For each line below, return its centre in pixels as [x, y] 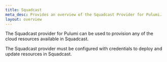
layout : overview [24, 19]
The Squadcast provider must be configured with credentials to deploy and [84, 49]
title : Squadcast [24, 10]
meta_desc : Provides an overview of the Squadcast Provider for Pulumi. [84, 15]
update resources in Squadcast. [39, 54]
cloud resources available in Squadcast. [47, 39]
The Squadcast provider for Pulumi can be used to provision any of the [79, 34]
